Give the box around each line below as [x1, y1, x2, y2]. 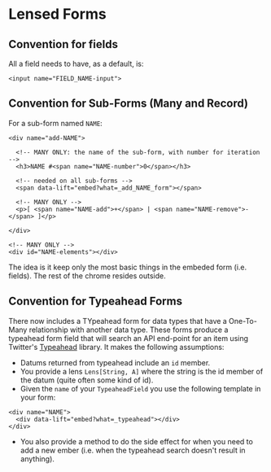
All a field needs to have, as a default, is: [8, 59, 144, 68]
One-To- [229, 316, 258, 326]
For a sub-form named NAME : [8, 118, 103, 128]
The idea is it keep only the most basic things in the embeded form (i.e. [8, 262, 247, 272]
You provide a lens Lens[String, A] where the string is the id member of [20, 366, 264, 376]
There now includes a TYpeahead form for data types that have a [8, 316, 228, 326]
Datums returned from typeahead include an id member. [20, 357, 211, 367]
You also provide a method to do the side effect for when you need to [20, 436, 254, 446]
